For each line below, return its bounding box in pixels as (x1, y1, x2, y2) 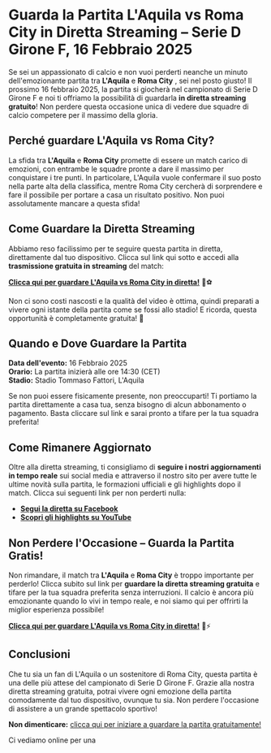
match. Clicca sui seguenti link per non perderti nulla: (8, 488, 187, 498)
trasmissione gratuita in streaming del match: (8, 261, 165, 270)
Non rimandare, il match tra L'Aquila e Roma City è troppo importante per (8, 570, 254, 580)
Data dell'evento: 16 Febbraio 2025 (8, 358, 127, 368)
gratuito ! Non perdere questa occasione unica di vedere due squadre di (8, 102, 249, 111)
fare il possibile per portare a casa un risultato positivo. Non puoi (8, 189, 225, 200)
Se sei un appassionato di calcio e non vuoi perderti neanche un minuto (8, 67, 248, 76)
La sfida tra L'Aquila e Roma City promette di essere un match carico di (8, 155, 248, 165)
